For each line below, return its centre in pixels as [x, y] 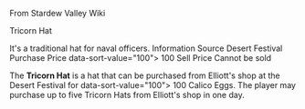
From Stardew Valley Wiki [58, 13]
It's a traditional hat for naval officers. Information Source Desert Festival [146, 48]
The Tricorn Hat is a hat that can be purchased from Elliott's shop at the [145, 75]
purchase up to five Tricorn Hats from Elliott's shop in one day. [127, 95]
